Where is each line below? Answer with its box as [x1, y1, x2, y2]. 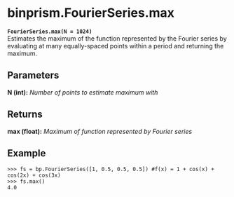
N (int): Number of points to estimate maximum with [7, 88, 158, 96]
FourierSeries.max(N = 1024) [7, 28, 92, 35]
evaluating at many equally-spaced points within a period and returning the [7, 41, 224, 50]
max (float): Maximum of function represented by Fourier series [7, 127, 193, 135]
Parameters [7, 69, 60, 81]
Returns [7, 109, 43, 121]
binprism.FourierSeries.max [7, 5, 175, 21]
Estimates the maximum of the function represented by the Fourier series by [7, 34, 227, 43]
